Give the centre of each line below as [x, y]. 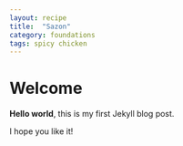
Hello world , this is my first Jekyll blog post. [92, 114]
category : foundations [52, 35]
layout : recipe [38, 18]
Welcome [46, 89]
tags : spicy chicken [49, 43]
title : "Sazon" [40, 26]
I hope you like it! [41, 131]
